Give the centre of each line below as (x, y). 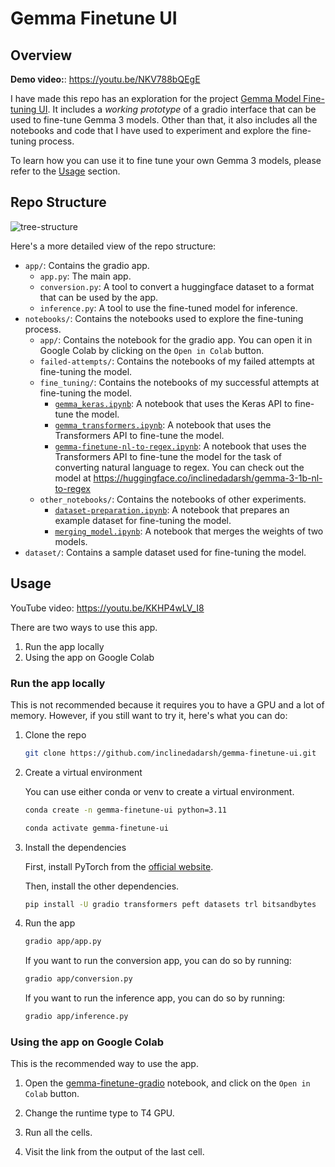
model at (73, 478)
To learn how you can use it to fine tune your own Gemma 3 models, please (166, 160)
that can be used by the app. (99, 297)
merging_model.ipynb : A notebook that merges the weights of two (189, 531)
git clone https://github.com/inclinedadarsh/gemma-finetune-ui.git (170, 753)
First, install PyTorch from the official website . (119, 866)
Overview (41, 55)
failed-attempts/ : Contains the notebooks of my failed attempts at (177, 361)
